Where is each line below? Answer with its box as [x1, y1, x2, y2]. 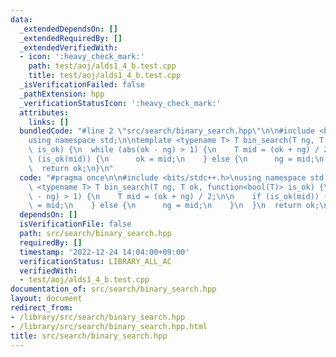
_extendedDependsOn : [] [19, 24, 118, 34]
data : [10, 14, 33, 25]
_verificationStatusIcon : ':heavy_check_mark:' [19, 98, 222, 108]
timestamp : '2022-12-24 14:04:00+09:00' [19, 247, 190, 257]
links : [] [28, 117, 70, 127]
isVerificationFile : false [19, 219, 132, 230]
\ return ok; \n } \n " [28, 163, 114, 173]
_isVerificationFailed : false [19, 80, 145, 90]
